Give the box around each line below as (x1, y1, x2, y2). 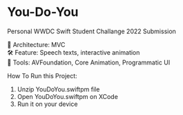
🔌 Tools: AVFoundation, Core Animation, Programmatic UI (7, 58, 171, 67)
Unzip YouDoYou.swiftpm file (17, 85, 100, 94)
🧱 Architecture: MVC (7, 40, 66, 48)
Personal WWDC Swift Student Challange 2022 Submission (7, 27, 176, 35)
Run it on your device (17, 100, 78, 108)
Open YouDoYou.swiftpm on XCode (17, 92, 119, 100)
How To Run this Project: (7, 71, 77, 80)
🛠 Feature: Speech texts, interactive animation (7, 48, 140, 56)
